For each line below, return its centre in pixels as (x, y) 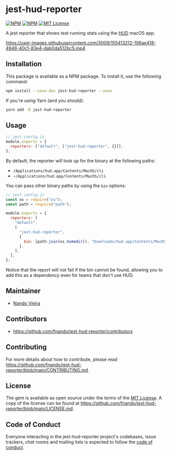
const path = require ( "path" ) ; (39, 204)
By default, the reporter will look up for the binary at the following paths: (81, 160)
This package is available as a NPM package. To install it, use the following (83, 76)
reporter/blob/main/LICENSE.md (39, 409)
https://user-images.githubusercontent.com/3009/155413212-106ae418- (81, 43)
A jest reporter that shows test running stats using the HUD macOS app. (80, 33)
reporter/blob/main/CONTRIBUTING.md (47, 370)
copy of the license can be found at (43, 403)
